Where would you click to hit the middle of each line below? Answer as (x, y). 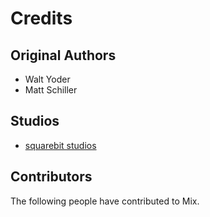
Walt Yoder (47, 79)
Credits (41, 18)
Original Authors (63, 55)
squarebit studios (60, 145)
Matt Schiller (51, 90)
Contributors (51, 177)
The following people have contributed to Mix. (105, 201)
